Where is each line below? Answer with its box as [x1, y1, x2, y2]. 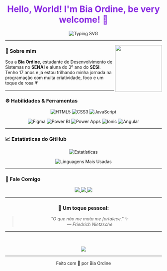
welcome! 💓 [59, 14, 108, 25]
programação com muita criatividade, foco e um [5, 75, 104, 81]
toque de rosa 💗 [5, 80, 38, 86]
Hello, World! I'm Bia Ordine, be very [7, 3, 160, 15]
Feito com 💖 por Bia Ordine [56, 260, 111, 267]
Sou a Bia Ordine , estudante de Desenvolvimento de [5, 59, 113, 65]
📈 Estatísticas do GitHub [5, 136, 67, 143]
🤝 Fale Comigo [5, 176, 41, 182]
